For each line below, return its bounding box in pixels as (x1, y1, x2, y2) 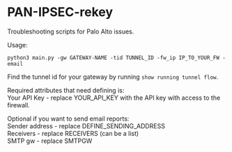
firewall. (7, 100, 30, 109)
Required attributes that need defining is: (7, 86, 125, 94)
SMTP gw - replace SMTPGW (7, 137, 93, 145)
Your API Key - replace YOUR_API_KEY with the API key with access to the (7, 93, 221, 102)
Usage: (7, 40, 28, 49)
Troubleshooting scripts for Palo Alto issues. (7, 27, 134, 36)
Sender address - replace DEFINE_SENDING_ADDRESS (7, 121, 166, 130)
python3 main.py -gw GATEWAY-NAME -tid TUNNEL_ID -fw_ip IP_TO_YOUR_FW (7, 54, 219, 61)
